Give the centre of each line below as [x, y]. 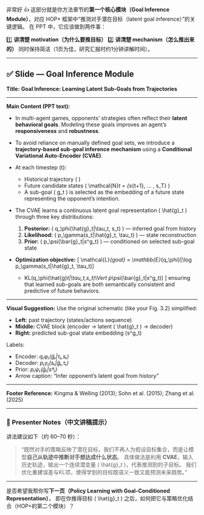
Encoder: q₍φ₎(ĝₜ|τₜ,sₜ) [42, 356]
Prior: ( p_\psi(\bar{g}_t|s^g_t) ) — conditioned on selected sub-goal [109, 241]
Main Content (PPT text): [38, 106]
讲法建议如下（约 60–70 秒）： [43, 437]
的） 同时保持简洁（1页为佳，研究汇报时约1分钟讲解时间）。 [80, 49]
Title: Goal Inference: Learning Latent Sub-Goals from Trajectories [92, 89]
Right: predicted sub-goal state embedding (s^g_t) [78, 333]
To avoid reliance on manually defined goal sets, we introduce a [95, 143]
